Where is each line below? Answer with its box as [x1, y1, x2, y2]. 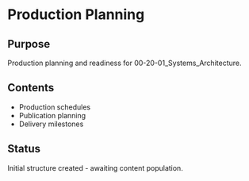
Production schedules [18, 102, 91, 112]
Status [7, 142, 41, 156]
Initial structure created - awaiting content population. [7, 163, 183, 172]
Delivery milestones [18, 119, 84, 129]
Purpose [7, 37, 51, 51]
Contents [7, 81, 55, 94]
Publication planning [18, 110, 86, 120]
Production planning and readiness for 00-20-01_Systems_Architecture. [7, 58, 242, 67]
